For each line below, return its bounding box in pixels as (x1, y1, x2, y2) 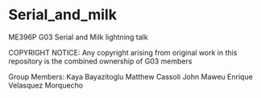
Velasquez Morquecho (8, 80, 83, 90)
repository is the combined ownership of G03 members (8, 56, 193, 66)
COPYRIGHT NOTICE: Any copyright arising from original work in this (8, 47, 238, 57)
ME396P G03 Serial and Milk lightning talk (8, 32, 148, 42)
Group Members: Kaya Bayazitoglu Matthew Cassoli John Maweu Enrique (8, 71, 254, 81)
